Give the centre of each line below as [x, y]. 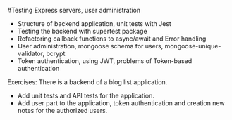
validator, [31, 53]
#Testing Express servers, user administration [74, 10]
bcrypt [55, 53]
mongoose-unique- [193, 46]
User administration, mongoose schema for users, [90, 46]
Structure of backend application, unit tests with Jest [94, 24]
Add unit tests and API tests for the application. [86, 95]
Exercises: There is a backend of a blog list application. [87, 82]
